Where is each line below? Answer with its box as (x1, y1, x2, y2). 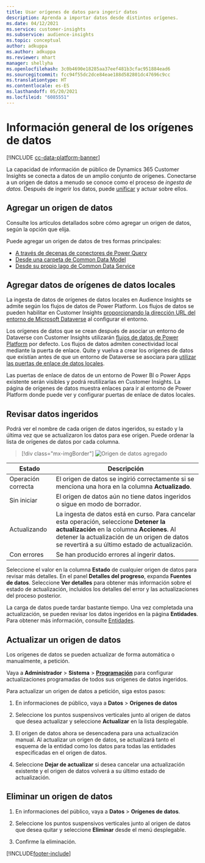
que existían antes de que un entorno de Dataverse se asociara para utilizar (6, 353, 196, 361)
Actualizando (9, 525, 48, 534)
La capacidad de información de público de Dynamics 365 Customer (6, 166, 179, 173)
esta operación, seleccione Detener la (56, 518, 166, 526)
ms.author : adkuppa (6, 49, 56, 55)
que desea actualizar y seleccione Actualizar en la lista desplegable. (15, 718, 189, 725)
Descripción (107, 465, 145, 473)
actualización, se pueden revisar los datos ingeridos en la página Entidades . (6, 611, 198, 618)
